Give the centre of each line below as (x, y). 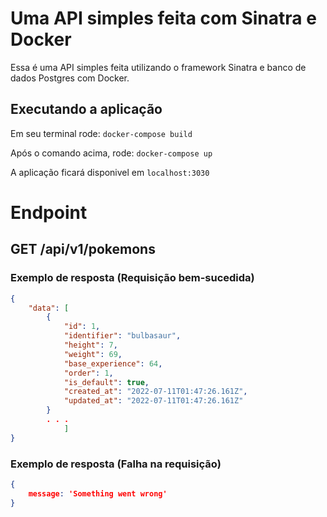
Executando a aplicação (86, 109)
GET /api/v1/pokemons (83, 249)
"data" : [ (49, 308)
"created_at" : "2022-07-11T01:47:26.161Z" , (155, 392)
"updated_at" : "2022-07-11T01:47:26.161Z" (153, 401)
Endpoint (49, 212)
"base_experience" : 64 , (113, 363)
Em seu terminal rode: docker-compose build (101, 133)
